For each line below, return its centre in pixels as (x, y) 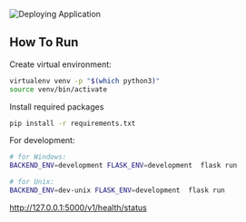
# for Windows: (38, 157)
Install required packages (57, 106)
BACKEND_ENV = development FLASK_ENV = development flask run (123, 166)
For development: (42, 140)
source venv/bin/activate (58, 89)
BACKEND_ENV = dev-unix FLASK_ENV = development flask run (117, 190)
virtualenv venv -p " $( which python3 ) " (85, 81)
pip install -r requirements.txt (73, 123)
